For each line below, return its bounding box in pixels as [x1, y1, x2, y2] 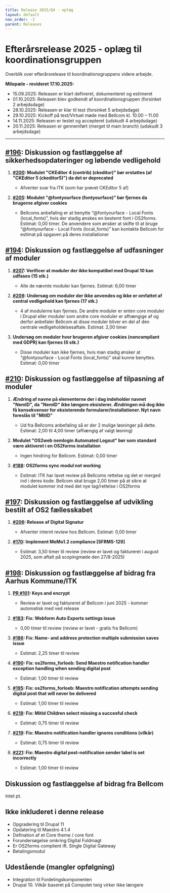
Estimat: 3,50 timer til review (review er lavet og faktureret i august [20, 549, 159, 555]
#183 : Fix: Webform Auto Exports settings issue [12, 615, 115, 621]
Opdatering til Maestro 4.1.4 [12, 826, 71, 833]
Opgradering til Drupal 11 [12, 821, 64, 827]
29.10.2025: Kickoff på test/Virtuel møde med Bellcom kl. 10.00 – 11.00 [12, 112, 159, 118]
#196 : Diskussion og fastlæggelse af [5, 148, 123, 156]
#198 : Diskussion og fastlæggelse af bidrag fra [5, 568, 156, 577]
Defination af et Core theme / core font [12, 832, 94, 838]
